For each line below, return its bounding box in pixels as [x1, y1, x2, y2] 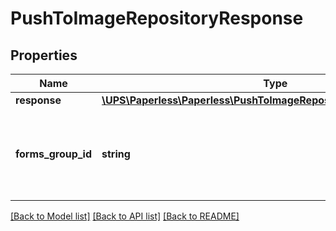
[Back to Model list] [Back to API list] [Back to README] [10, 210, 240, 222]
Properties [10, 47, 78, 64]
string [101, 147, 131, 161]
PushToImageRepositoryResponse [10, 7, 304, 30]
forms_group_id [15, 147, 93, 161]
